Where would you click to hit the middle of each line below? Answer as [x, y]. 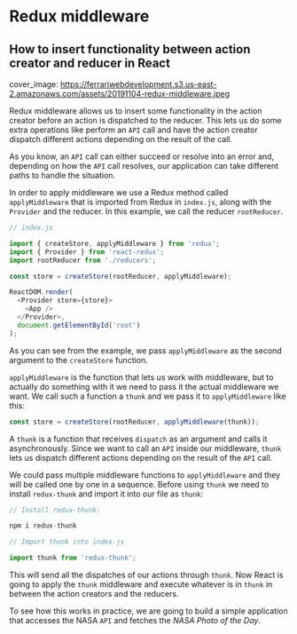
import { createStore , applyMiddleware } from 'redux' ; [114, 243]
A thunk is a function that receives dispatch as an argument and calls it [138, 439]
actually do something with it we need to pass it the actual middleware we [144, 386]
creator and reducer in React [90, 63]
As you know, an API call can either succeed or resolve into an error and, [142, 156]
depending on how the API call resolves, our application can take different [144, 166]
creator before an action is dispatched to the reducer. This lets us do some [145, 120]
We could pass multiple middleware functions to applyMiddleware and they [145, 475]
